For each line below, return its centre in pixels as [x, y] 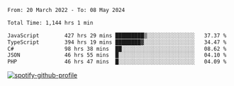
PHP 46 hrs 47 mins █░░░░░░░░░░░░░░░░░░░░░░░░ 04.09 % [117, 62]
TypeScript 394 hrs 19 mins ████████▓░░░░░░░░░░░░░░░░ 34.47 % [117, 42]
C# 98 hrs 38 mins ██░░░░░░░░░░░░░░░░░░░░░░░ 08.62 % [117, 49]
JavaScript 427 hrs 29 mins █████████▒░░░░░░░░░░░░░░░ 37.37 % [117, 35]
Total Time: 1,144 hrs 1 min [50, 23]
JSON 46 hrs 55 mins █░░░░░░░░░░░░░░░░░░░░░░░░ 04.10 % [117, 55]
